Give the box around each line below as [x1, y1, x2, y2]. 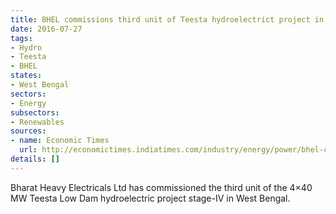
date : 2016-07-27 [10, 24, 83, 34]
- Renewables [10, 117, 65, 127]
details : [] [10, 154, 60, 164]
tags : [10, 33, 33, 43]
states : [10, 71, 43, 81]
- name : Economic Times [10, 136, 110, 146]
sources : [10, 126, 47, 136]
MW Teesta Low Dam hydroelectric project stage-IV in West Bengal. [10, 192, 291, 204]
